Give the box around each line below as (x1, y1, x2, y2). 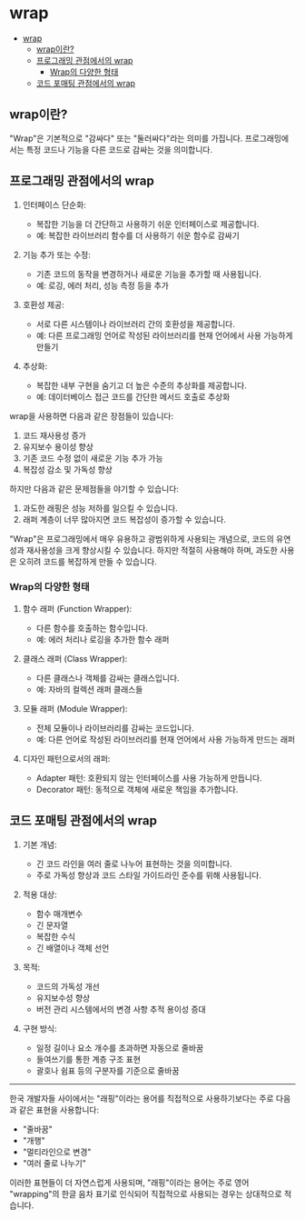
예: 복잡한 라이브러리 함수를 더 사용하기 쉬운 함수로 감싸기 (35, 230, 241, 241)
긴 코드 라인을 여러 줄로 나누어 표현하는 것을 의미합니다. (35, 858, 233, 869)
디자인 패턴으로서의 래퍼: (22, 753, 111, 764)
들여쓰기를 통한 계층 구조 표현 (35, 1054, 141, 1064)
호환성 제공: (22, 299, 65, 310)
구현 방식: (22, 1023, 57, 1034)
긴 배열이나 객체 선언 (35, 942, 110, 953)
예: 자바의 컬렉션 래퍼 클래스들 (35, 684, 143, 694)
